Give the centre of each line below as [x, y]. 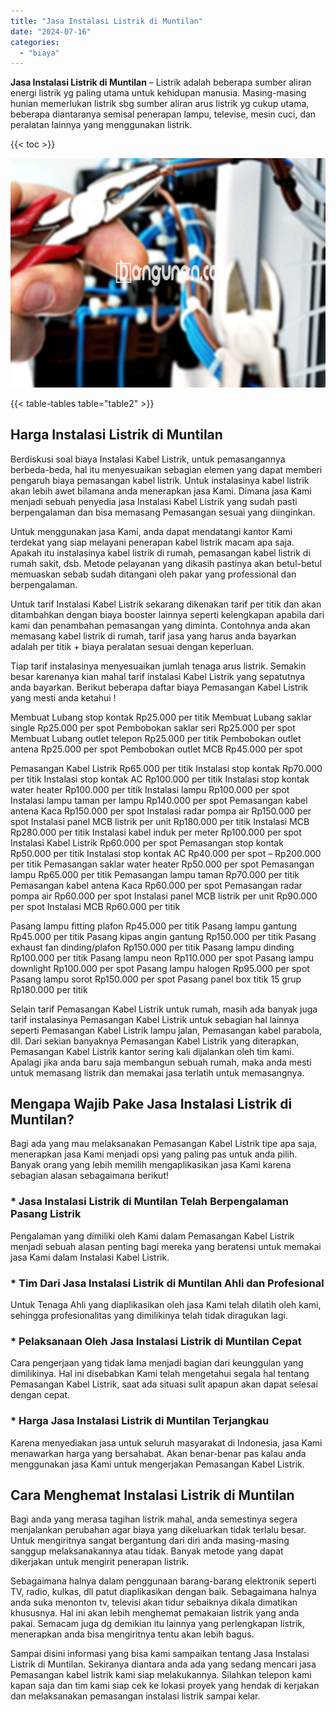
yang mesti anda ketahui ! [63, 697]
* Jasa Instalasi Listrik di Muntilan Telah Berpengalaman [149, 1202]
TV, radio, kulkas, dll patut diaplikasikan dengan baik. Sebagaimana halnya [163, 1592]
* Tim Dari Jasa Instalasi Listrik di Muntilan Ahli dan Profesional [167, 1283]
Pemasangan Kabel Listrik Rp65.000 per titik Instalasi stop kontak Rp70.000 [166, 768]
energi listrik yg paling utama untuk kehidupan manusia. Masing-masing [158, 93]
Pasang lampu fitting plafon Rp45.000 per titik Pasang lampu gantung [154, 926]
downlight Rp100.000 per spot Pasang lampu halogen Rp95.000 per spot [160, 968]
